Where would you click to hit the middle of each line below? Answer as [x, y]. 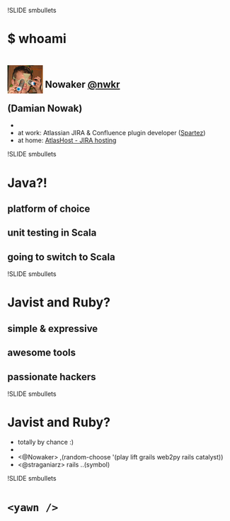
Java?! [28, 183]
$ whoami [37, 39]
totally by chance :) [46, 442]
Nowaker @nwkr [82, 84]
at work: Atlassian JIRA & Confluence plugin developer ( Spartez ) [111, 133]
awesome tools [42, 353]
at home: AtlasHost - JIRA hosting [67, 140]
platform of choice [49, 208]
